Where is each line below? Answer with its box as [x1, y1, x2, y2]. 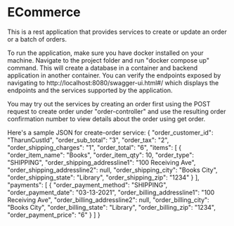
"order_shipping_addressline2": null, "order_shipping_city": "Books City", [7, 165, 218, 174]
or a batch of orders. [7, 34, 67, 43]
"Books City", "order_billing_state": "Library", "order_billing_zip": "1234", [7, 203, 216, 211]
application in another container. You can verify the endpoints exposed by [7, 71, 221, 80]
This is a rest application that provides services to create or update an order [7, 27, 227, 36]
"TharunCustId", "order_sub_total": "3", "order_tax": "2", [7, 135, 169, 144]
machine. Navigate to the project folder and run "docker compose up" [7, 56, 209, 64]
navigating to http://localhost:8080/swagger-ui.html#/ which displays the [7, 78, 219, 87]
